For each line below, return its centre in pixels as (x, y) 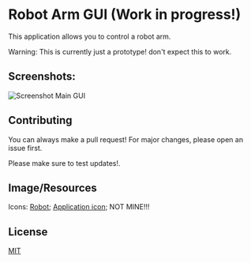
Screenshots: (42, 77)
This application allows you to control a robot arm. (90, 36)
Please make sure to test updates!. (64, 163)
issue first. (25, 148)
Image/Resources (52, 188)
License (28, 232)
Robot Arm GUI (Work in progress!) (125, 15)
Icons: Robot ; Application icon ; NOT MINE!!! (79, 207)
